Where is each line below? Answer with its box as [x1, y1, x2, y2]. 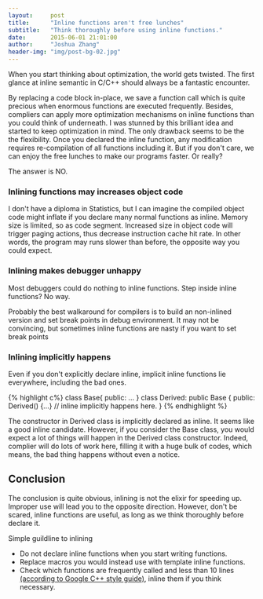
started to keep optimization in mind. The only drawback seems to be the [8, 126, 245, 136]
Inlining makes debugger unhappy [8, 265, 141, 276]
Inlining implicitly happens [8, 351, 111, 362]
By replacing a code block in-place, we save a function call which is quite [8, 93, 246, 102]
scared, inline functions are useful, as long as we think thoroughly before [8, 510, 244, 519]
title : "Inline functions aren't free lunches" [8, 19, 184, 27]
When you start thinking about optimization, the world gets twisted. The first [8, 70, 255, 79]
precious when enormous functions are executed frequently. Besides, [8, 101, 234, 111]
